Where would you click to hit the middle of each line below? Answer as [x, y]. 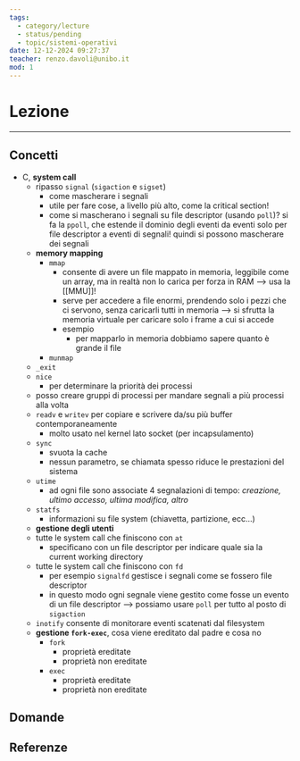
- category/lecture [54, 26]
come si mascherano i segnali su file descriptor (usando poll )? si [168, 214]
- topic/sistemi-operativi [67, 42]
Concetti [34, 156]
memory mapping [69, 253]
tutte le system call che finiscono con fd [109, 566]
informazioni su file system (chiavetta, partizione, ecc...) [152, 518]
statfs [48, 510]
